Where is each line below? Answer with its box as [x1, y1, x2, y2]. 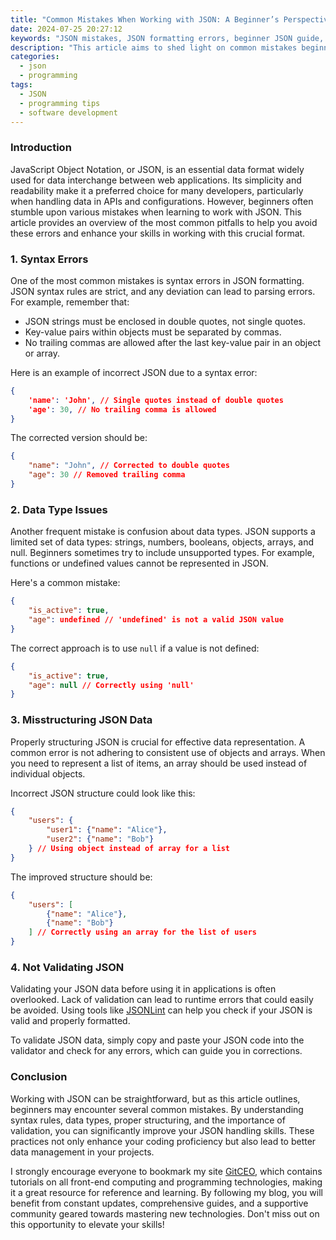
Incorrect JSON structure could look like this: [10, 787, 196, 799]
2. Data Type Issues [10, 502, 108, 516]
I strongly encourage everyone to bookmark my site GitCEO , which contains [10, 1165, 323, 1177]
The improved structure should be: [10, 871, 153, 883]
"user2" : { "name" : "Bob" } [46, 834, 155, 845]
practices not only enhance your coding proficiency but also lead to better [10, 1135, 317, 1147]
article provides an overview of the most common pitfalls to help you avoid [10, 216, 318, 228]
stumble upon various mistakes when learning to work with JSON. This [10, 206, 302, 218]
